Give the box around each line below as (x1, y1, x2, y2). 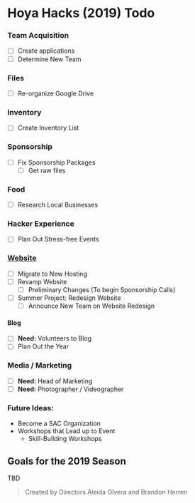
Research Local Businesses (17, 201, 99, 209)
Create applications (17, 46, 75, 55)
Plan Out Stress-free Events (17, 235, 99, 244)
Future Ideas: (7, 403, 55, 413)
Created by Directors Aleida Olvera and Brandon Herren (24, 487, 188, 496)
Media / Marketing (7, 361, 72, 370)
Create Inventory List (17, 123, 79, 133)
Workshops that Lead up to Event (17, 427, 116, 435)
